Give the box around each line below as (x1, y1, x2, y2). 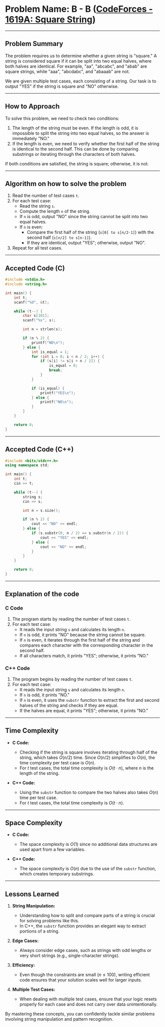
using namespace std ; (5, 463, 50, 468)
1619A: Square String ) (5, 14, 96, 25)
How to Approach (5, 102, 60, 111)
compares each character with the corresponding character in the (19, 642, 153, 648)
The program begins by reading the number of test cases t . (12, 676, 133, 682)
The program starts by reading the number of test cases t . (12, 616, 131, 622)
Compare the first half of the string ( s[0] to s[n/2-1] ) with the (27, 229, 154, 235)
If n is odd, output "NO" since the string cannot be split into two (19, 214, 148, 220)
